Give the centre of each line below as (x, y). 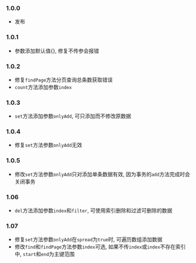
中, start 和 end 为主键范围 (44, 254)
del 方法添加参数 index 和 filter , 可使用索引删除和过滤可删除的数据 (93, 211)
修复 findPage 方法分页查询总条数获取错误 (63, 80)
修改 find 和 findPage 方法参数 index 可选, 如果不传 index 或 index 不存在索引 (100, 247)
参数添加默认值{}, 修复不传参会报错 (57, 50)
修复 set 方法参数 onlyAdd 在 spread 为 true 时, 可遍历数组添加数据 (88, 240)
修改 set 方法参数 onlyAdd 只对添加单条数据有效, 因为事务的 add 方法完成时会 (102, 174)
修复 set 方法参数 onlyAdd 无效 (48, 145)
